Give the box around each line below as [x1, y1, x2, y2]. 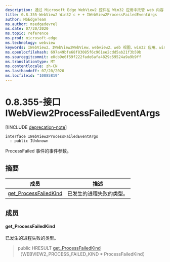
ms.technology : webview [5, 40, 56, 45]
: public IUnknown [10, 138, 49, 143]
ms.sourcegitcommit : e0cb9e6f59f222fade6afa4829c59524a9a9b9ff [5, 54, 142, 60]
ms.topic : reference [5, 31, 49, 36]
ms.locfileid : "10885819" [5, 73, 60, 78]
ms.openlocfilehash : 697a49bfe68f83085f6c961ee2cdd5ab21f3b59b [5, 49, 142, 55]
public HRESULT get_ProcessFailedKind [17, 245, 101, 251]
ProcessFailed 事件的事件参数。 [5, 147, 72, 154]
